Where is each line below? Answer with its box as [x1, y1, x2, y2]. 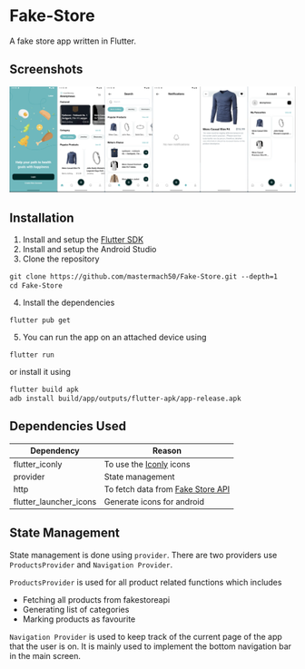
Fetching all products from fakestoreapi [22, 594, 171, 605]
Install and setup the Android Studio [22, 244, 157, 255]
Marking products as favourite [22, 614, 136, 625]
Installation [9, 210, 74, 225]
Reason [152, 446, 182, 457]
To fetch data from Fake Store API [103, 484, 231, 495]
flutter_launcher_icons [13, 497, 97, 507]
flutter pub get [9, 316, 71, 325]
